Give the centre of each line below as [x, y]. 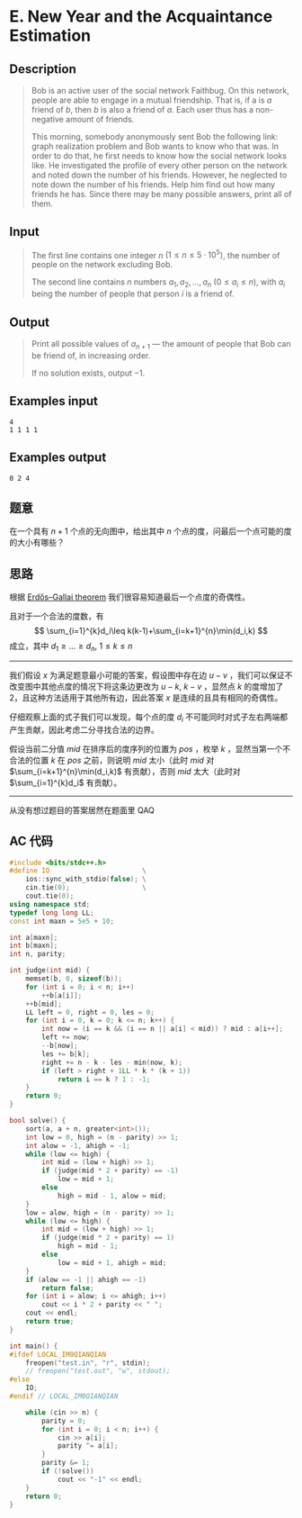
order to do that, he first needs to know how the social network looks [159, 156]
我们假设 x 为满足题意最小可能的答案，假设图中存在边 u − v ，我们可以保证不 [151, 675]
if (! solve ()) [68, 1471]
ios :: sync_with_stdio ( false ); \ [86, 880]
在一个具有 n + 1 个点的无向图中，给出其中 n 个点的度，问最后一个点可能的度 [151, 531]
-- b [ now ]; [60, 1046]
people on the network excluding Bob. [102, 265]
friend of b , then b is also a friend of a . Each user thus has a [142, 109]
